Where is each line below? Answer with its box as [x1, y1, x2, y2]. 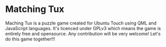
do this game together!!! [5, 36, 56, 42]
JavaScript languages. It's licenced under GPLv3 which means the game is [5, 25, 161, 31]
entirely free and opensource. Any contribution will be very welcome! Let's [5, 30, 161, 36]
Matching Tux [5, 3, 64, 15]
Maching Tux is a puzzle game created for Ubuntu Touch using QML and [5, 20, 157, 26]
